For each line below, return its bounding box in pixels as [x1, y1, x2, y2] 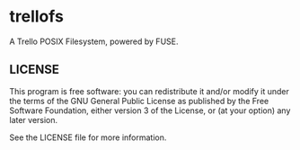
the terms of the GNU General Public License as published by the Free [9, 95, 269, 106]
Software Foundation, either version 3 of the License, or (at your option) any [9, 105, 291, 116]
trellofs [9, 6, 65, 27]
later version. [9, 114, 58, 125]
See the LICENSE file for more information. [9, 132, 167, 143]
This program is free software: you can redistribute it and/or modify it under [9, 85, 289, 96]
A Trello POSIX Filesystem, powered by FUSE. [9, 36, 179, 47]
